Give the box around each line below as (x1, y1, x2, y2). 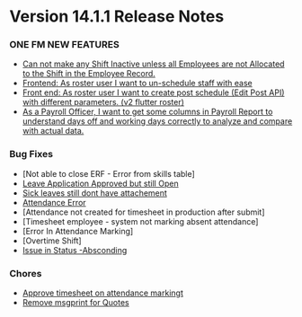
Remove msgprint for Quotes (22, 297, 129, 308)
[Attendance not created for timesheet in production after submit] (22, 207, 265, 217)
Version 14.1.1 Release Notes (9, 6, 225, 27)
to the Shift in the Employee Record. (22, 68, 155, 79)
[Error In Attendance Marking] (22, 225, 134, 236)
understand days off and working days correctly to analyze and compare (22, 116, 293, 127)
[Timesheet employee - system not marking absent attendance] (22, 216, 259, 226)
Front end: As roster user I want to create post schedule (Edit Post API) (22, 87, 285, 98)
